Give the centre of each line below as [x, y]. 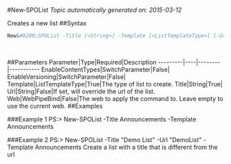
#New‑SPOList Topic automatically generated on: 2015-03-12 [95, 10]
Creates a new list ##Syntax [47, 23]
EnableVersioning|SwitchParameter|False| [66, 77]
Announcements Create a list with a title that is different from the [126, 147]
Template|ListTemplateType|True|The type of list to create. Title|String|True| [115, 84]
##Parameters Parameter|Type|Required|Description [82, 62]
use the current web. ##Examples [55, 106]
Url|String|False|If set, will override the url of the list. [81, 91]
